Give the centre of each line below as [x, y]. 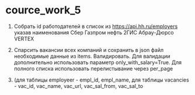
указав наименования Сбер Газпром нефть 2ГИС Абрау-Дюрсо [94, 32]
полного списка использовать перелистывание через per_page [93, 68]
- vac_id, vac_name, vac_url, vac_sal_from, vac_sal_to [79, 86]
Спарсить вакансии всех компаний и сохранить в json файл [89, 50]
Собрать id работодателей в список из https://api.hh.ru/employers [96, 26]
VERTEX [24, 38]
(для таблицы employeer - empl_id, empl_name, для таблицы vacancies [101, 80]
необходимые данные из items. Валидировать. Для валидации [92, 56]
